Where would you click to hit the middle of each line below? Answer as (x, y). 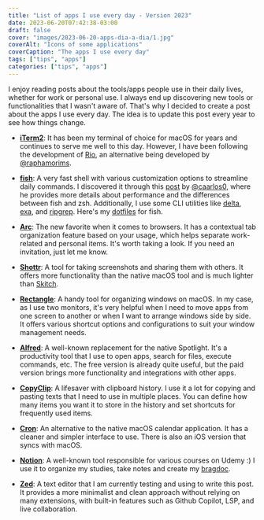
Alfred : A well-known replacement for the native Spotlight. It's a (123, 348)
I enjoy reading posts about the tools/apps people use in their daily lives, (126, 89)
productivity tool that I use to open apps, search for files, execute (126, 356)
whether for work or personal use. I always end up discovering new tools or (131, 97)
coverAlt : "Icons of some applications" (76, 45)
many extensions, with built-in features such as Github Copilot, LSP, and (137, 500)
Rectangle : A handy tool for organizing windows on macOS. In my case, (136, 299)
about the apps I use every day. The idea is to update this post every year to (132, 114)
